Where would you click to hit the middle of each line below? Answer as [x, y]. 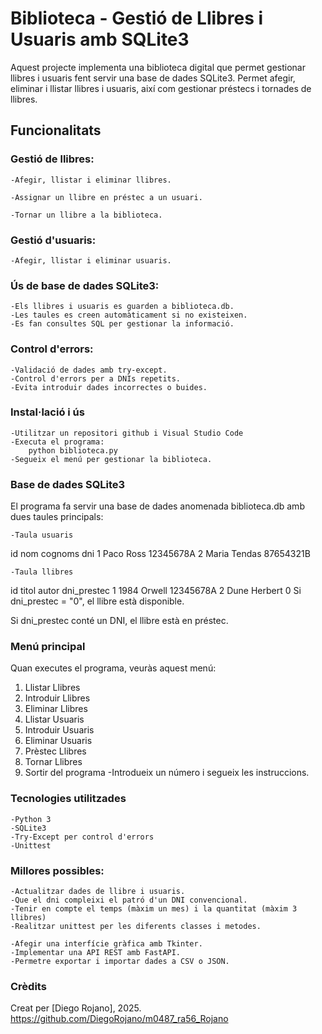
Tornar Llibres [53, 762]
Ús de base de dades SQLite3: [85, 285]
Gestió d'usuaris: [53, 240]
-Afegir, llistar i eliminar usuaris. [91, 260]
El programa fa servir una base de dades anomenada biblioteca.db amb [157, 506]
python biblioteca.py [73, 450]
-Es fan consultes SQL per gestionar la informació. [122, 324]
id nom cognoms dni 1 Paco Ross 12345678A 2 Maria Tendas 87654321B [160, 554]
